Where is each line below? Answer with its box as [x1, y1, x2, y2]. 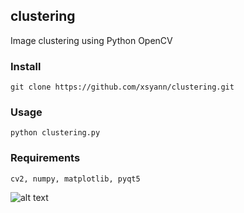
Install [10, 59, 42, 73]
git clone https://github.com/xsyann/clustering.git [10, 82, 235, 93]
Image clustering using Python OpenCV [10, 34, 173, 46]
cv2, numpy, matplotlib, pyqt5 [10, 174, 141, 184]
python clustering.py [10, 128, 101, 138]
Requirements [10, 151, 81, 165]
